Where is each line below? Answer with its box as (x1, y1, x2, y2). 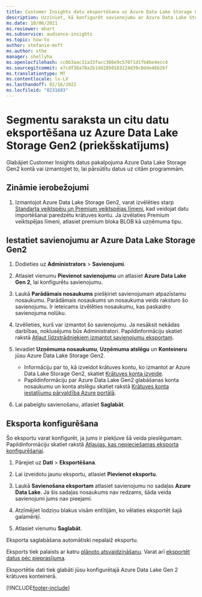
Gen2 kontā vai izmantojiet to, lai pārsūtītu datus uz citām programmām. (6, 165, 185, 172)
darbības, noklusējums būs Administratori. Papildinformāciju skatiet (14, 328, 182, 335)
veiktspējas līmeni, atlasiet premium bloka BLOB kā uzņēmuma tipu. (14, 217, 183, 225)
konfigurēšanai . (6, 447, 45, 455)
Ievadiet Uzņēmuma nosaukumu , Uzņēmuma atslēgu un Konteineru (14, 346, 188, 353)
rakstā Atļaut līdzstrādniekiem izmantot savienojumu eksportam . (14, 334, 174, 341)
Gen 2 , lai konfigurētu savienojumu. (14, 278, 103, 286)
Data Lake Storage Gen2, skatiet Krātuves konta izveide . (23, 370, 164, 377)
